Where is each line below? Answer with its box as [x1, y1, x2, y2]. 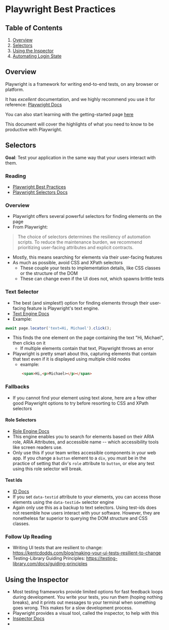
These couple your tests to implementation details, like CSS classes [20, 265, 161, 271]
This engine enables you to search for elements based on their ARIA [12, 433, 154, 439]
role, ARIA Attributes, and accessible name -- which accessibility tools [12, 439, 159, 445]
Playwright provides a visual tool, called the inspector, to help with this [12, 610, 159, 616]
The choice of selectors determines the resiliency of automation [17, 234, 151, 240]
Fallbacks [5, 383, 29, 390]
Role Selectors [5, 417, 37, 423]
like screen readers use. [12, 444, 63, 450]
